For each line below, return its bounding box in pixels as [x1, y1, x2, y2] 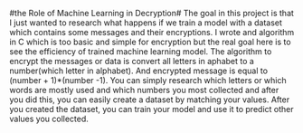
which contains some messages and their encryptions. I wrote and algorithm [9, 27, 295, 37]
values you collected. [9, 113, 89, 124]
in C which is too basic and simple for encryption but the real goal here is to [9, 36, 291, 47]
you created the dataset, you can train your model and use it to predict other [9, 104, 294, 114]
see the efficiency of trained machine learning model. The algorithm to [9, 46, 272, 57]
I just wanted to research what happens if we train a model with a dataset [9, 17, 283, 28]
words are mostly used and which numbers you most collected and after [9, 85, 279, 95]
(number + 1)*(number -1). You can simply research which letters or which [9, 75, 287, 85]
